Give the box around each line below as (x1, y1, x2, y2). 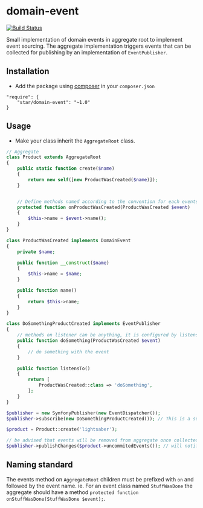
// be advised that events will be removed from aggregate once (6, 437, 172, 443)
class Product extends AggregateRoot (6, 154, 101, 161)
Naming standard (6, 460, 73, 470)
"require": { (6, 94, 39, 100)
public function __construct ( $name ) (17, 260, 110, 266)
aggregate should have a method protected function (6, 488, 139, 496)
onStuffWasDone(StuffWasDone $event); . (6, 495, 106, 502)
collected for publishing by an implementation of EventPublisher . (6, 48, 168, 56)
